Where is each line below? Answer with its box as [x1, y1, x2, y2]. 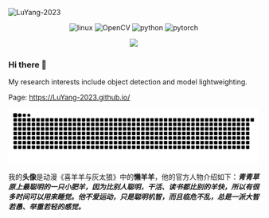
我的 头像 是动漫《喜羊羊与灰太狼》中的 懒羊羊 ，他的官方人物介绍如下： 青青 [8, 172, 252, 182]
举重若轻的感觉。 [29, 202, 85, 212]
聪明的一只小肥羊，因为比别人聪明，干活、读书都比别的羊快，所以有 [29, 182, 252, 192]
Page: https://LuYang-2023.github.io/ [8, 92, 131, 103]
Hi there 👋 [8, 59, 48, 70]
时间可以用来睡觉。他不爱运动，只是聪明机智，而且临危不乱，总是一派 [14, 192, 245, 202]
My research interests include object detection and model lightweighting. [8, 77, 248, 87]
